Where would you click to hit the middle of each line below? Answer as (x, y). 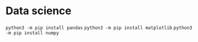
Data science (39, 11)
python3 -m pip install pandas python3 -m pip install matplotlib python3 (99, 28)
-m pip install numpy (32, 33)
